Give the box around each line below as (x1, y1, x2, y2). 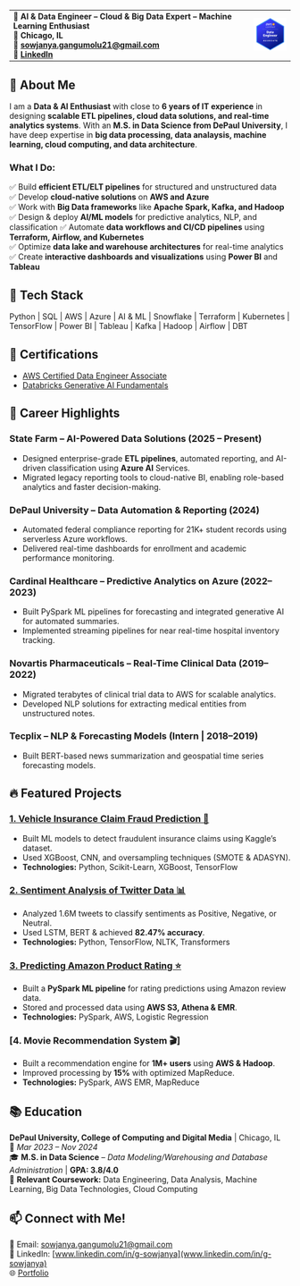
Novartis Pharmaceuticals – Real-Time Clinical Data (9, 657, 237, 670)
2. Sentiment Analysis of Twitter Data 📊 (9, 884, 186, 897)
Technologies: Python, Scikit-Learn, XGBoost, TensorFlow (21, 861, 238, 872)
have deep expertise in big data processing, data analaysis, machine (9, 130, 267, 140)
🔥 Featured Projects (9, 786, 122, 801)
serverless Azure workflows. (21, 533, 128, 544)
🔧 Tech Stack (9, 287, 84, 302)
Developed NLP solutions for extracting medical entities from (21, 698, 247, 709)
